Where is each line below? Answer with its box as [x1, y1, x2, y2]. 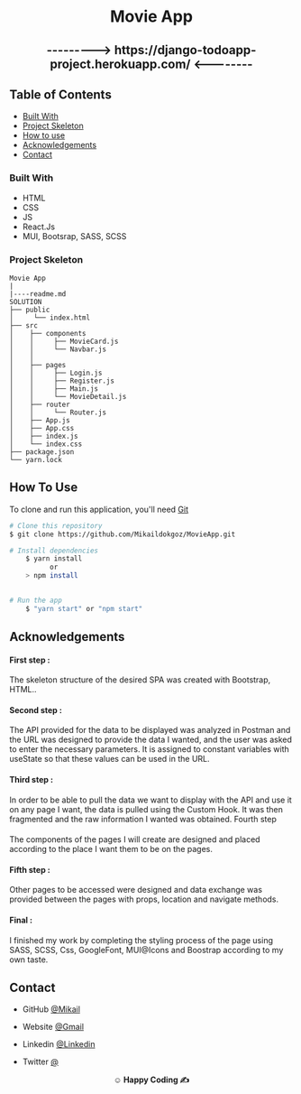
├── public [9, 305, 50, 314]
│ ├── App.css [9, 423, 75, 432]
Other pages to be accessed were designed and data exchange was [9, 885, 263, 895]
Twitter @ [22, 1056, 59, 1067]
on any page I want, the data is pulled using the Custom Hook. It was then [9, 803, 284, 814]
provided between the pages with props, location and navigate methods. [9, 894, 279, 904]
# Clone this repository [9, 521, 103, 530]
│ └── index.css [9, 440, 83, 449]
